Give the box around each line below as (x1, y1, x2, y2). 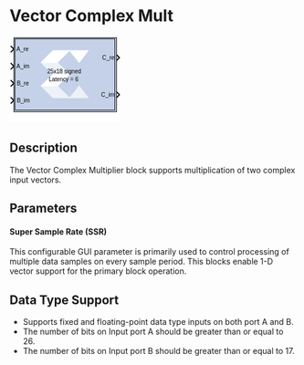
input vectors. (9, 174, 62, 185)
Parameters (9, 201, 78, 216)
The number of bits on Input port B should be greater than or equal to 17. (22, 346, 295, 357)
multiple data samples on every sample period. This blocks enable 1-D (9, 256, 274, 267)
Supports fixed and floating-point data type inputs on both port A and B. (22, 317, 294, 328)
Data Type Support (9, 292, 120, 308)
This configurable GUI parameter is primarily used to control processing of (9, 246, 289, 257)
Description (9, 141, 78, 156)
